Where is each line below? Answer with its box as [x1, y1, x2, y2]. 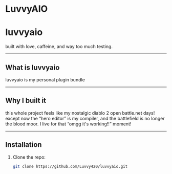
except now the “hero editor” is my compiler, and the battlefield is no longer [5, 115, 165, 121]
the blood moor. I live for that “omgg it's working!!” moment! [5, 121, 132, 127]
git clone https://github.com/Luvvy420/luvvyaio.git [12, 164, 128, 169]
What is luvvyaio [5, 63, 60, 72]
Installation [5, 140, 42, 149]
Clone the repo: [12, 154, 46, 160]
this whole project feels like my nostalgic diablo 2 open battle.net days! [5, 110, 155, 116]
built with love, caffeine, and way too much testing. [5, 43, 113, 50]
